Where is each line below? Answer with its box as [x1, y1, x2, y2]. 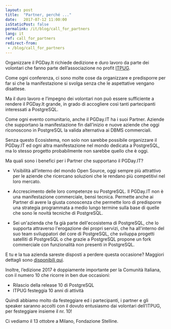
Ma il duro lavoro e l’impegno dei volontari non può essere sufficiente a [5, 95, 154, 102]
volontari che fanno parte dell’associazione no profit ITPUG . [5, 65, 131, 71]
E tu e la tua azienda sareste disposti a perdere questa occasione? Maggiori [5, 251, 164, 258]
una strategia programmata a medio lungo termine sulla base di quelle [12, 205, 159, 211]
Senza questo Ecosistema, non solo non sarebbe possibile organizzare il [5, 137, 157, 143]
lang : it [5, 31, 24, 36]
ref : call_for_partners [5, 36, 56, 41]
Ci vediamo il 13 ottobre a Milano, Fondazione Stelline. [5, 318, 119, 324]
